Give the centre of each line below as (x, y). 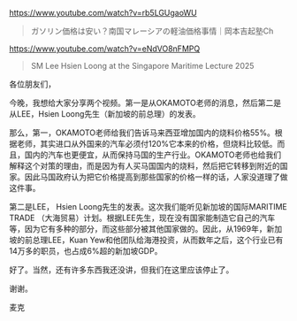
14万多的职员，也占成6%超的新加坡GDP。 (86, 251)
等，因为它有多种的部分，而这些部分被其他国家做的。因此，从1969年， (138, 229)
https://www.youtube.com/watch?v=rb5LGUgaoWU (103, 13)
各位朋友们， (32, 84)
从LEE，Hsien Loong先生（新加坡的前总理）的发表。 (105, 114)
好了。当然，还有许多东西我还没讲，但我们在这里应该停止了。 (122, 270)
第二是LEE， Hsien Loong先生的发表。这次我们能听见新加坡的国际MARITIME (148, 206)
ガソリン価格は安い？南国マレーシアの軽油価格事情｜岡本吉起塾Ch (152, 31)
